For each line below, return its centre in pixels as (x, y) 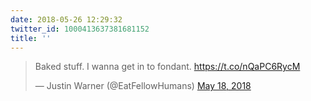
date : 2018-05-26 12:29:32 (66, 19)
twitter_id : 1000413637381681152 (80, 29)
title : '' (31, 38)
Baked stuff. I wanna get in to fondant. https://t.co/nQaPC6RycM (167, 67)
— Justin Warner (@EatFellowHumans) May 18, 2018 (143, 86)
